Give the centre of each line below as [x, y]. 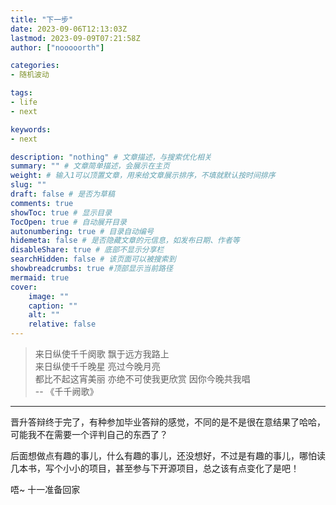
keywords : [31, 129]
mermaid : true [40, 277]
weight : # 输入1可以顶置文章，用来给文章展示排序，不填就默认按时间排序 [143, 176]
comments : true [42, 203]
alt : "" [44, 315]
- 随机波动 [30, 75]
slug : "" [28, 185]
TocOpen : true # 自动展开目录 [68, 222]
